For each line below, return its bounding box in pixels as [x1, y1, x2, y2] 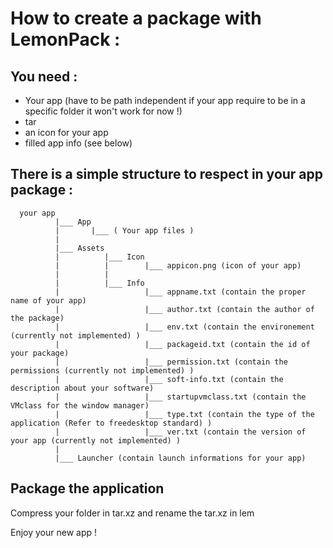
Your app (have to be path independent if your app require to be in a [24, 95, 306, 106]
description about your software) [10, 383, 155, 393]
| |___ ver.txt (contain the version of [54, 427, 307, 437]
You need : [10, 68, 78, 85]
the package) [10, 313, 65, 323]
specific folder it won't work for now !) [24, 105, 183, 117]
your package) [10, 348, 70, 358]
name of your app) [10, 295, 87, 306]
